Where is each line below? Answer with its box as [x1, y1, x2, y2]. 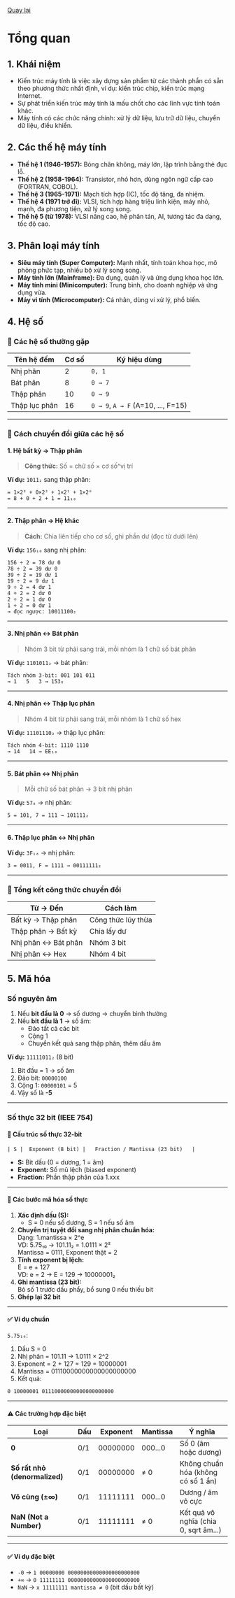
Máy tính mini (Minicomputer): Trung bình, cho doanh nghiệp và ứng [17, 280, 218, 289]
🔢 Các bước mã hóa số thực [7, 1195, 89, 1204]
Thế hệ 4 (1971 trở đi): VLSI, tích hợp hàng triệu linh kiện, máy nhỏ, [17, 197, 211, 206]
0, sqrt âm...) [179, 1525, 222, 1535]
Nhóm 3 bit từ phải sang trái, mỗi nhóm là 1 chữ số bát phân [24, 645, 197, 653]
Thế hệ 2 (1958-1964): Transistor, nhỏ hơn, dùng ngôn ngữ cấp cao [17, 175, 213, 183]
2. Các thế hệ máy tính [7, 141, 107, 153]
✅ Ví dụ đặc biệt [7, 1552, 55, 1560]
